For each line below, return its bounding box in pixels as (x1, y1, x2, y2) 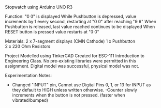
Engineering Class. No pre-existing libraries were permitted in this (5, 58, 136, 63)
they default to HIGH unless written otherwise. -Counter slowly (12, 87, 137, 93)
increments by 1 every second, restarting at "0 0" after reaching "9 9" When (5, 19, 156, 24)
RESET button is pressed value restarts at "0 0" (5, 29, 100, 34)
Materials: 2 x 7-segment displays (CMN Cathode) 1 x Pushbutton (5, 38, 135, 44)
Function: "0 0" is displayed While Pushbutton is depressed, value (5, 14, 137, 19)
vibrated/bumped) (12, 97, 48, 103)
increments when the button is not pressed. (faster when (12, 92, 126, 98)
